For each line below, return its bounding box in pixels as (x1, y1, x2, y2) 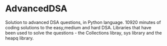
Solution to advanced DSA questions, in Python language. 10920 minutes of (5, 19, 161, 25)
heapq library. (5, 35, 34, 41)
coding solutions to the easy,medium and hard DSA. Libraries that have (5, 24, 151, 30)
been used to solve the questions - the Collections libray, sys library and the (5, 30, 162, 36)
